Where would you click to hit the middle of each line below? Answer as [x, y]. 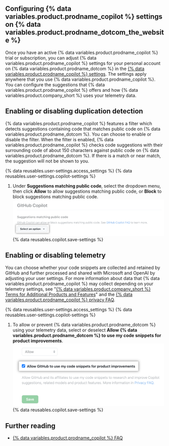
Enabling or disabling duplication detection [74, 111]
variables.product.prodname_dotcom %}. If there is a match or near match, [83, 155]
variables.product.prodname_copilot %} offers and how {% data [72, 90]
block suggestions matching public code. [55, 196]
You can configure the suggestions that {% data [55, 85]
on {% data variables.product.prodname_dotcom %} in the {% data [75, 69]
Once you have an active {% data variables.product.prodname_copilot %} [82, 52]
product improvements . [38, 341]
